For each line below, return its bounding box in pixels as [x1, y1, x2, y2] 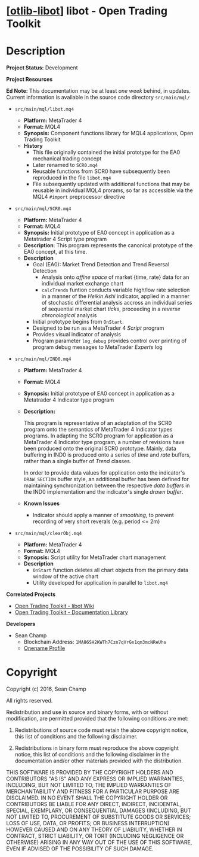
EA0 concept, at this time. [23, 248, 88, 256]
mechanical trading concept [32, 155, 102, 162]
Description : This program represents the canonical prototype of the [23, 242, 193, 249]
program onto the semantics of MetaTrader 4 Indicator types [23, 426, 173, 433]
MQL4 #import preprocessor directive [32, 193, 125, 200]
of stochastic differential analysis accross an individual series [41, 299, 192, 306]
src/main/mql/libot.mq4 [14, 107, 74, 113]
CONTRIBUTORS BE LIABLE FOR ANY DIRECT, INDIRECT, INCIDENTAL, [6, 801, 182, 808]
